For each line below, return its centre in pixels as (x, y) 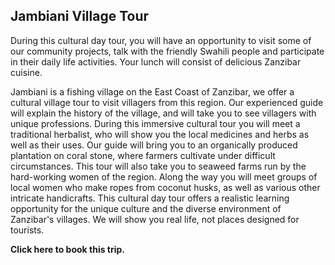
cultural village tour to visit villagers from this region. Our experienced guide (167, 102)
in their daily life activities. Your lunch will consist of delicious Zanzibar (156, 61)
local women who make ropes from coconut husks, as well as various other (165, 187)
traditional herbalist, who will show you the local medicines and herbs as (160, 134)
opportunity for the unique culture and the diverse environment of (146, 208)
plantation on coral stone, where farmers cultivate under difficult (143, 155)
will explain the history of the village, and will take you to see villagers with (163, 113)
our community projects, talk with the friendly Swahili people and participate (167, 51)
